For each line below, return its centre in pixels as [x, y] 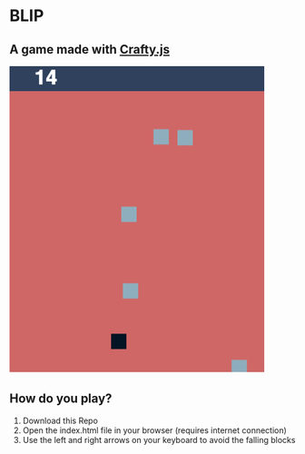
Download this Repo [60, 420]
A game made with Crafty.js [90, 49]
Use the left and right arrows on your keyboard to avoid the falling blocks [159, 439]
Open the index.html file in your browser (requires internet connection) [155, 430]
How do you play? [61, 399]
